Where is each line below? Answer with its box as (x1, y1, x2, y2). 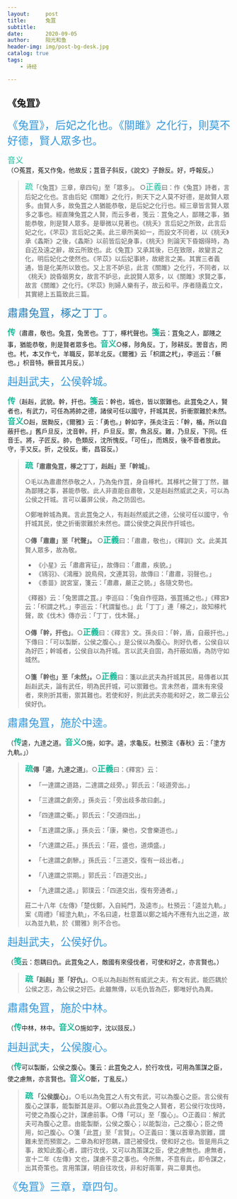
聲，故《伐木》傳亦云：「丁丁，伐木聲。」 (24, 611, 143, 620)
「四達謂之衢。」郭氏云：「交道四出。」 (35, 811, 144, 819)
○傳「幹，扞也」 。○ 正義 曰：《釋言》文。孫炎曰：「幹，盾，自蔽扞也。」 (24, 627, 229, 637)
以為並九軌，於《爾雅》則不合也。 (24, 919, 125, 928)
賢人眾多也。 (38, 134, 103, 148)
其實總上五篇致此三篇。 (24, 290, 93, 298)
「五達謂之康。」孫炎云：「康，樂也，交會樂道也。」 (35, 826, 182, 834)
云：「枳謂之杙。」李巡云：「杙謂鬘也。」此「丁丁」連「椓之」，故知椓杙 (24, 603, 226, 611)
